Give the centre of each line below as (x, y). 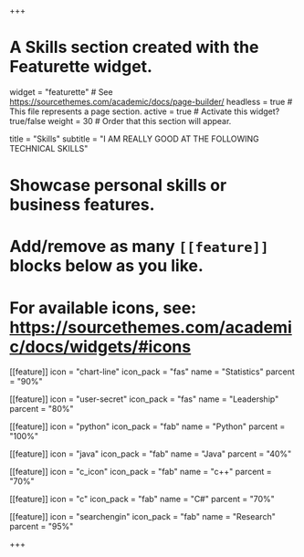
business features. (82, 205)
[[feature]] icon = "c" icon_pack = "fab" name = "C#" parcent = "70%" (142, 499)
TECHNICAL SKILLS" (49, 148)
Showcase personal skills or (118, 186)
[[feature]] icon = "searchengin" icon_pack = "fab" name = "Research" (142, 517)
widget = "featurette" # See (61, 91)
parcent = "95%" (42, 527)
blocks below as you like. (106, 266)
